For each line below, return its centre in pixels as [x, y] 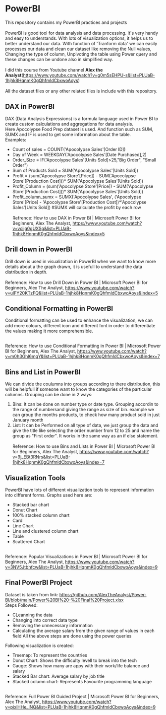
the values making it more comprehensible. [49, 331]
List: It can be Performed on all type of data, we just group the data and [85, 426]
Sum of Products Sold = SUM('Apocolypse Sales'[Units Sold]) [75, 170]
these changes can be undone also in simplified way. [59, 59]
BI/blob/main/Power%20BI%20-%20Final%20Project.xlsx [64, 600]
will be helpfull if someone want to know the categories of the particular [79, 389]
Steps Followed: [22, 605]
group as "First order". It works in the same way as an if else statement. [85, 436]
